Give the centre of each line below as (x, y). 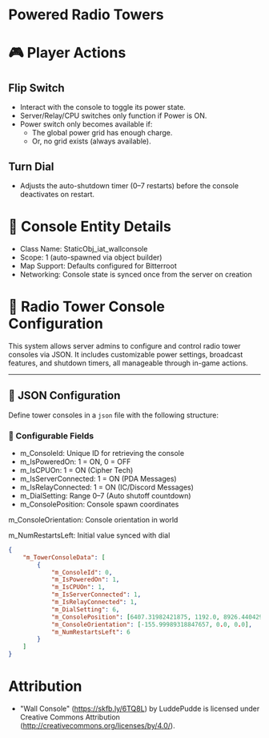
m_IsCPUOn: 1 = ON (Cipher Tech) (76, 470)
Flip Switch (37, 88)
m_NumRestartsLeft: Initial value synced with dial (89, 535)
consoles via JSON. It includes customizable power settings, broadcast (126, 354)
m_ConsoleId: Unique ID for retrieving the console (102, 453)
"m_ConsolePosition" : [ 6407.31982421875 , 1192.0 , (135, 617)
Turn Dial (31, 166)
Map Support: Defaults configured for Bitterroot (98, 265)
